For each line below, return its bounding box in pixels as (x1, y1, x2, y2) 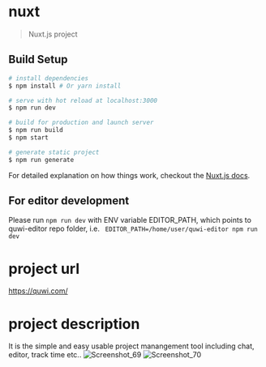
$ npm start (8, 134, 49, 142)
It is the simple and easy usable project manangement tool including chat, (8, 341, 255, 351)
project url (8, 259, 80, 278)
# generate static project (8, 148, 100, 156)
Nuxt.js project (28, 29, 79, 39)
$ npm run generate (8, 156, 75, 164)
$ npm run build (8, 126, 63, 134)
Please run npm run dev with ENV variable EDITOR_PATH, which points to (8, 216, 251, 225)
